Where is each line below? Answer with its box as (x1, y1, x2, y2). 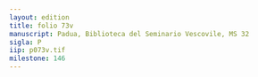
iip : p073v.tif (9, 46, 66, 55)
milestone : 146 (9, 54, 66, 63)
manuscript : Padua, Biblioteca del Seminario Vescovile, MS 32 (9, 29, 250, 38)
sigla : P (9, 37, 42, 47)
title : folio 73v (9, 21, 74, 30)
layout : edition (9, 12, 70, 22)
